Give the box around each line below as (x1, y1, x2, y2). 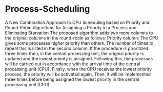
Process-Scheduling (5, 3, 90, 15)
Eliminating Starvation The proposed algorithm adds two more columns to (5, 30, 153, 36)
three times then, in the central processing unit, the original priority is (5, 50, 144, 56)
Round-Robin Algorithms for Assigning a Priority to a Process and (5, 24, 137, 30)
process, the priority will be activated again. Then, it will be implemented (5, 71, 151, 77)
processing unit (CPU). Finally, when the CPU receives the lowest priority (5, 66, 152, 72)
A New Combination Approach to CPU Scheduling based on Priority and (5, 19, 150, 25)
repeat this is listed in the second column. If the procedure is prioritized (5, 45, 149, 51)
